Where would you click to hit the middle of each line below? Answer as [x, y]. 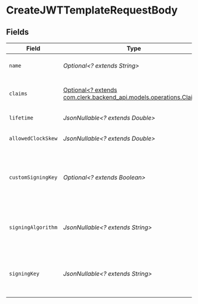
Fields [18, 32]
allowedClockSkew [33, 138]
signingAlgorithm [33, 227]
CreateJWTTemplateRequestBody [92, 10]
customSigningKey [33, 177]
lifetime [21, 118]
